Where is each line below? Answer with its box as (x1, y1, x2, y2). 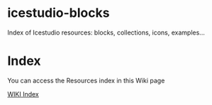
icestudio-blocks (7, 5, 110, 21)
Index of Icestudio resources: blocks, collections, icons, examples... (7, 28, 206, 37)
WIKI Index (7, 89, 39, 98)
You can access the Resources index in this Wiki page (7, 76, 165, 85)
